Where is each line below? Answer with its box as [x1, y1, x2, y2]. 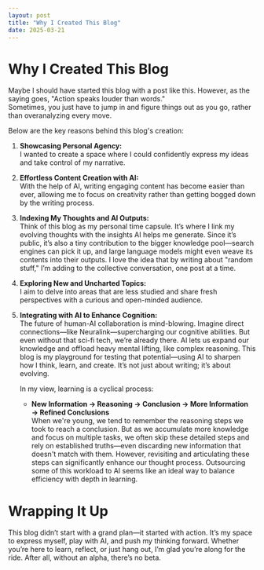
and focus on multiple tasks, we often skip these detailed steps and [31, 433, 250, 442]
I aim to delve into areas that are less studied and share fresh [19, 287, 218, 297]
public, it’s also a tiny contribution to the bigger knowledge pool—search [19, 239, 255, 248]
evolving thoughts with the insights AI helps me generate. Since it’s [19, 230, 237, 239]
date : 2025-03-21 [8, 26, 65, 34]
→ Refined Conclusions [31, 407, 110, 417]
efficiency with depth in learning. [31, 474, 138, 484]
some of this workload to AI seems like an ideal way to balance [31, 466, 236, 476]
